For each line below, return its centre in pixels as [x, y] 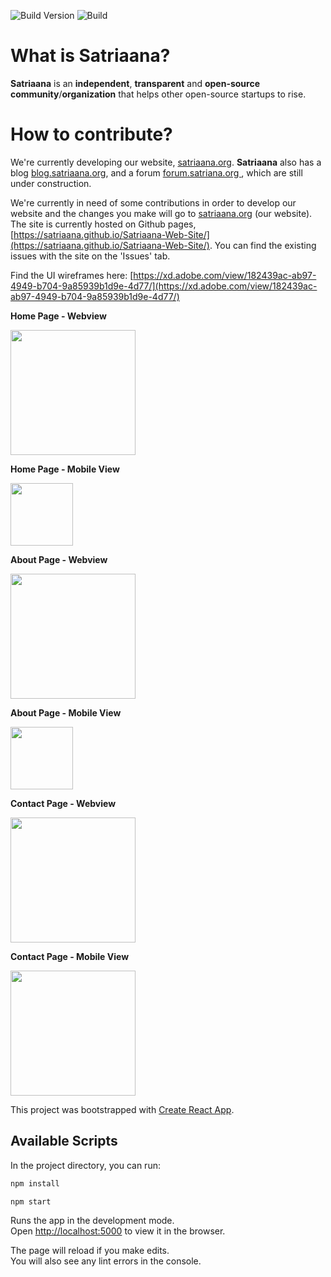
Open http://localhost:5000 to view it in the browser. [118, 1231]
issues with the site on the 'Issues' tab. [90, 256]
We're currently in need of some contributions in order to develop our [153, 202]
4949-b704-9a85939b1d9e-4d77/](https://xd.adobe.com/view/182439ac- [164, 286]
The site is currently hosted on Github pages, [103, 224]
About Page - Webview [59, 559]
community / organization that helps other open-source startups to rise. [158, 94]
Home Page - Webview [58, 316]
